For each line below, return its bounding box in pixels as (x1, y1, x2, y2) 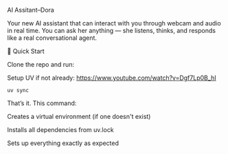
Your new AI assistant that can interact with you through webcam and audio (7, 19, 221, 27)
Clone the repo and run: (7, 60, 74, 68)
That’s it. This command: (7, 99, 77, 107)
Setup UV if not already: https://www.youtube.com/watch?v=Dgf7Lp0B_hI (7, 74, 216, 82)
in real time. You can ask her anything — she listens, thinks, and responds (7, 27, 216, 34)
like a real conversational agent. (7, 34, 98, 42)
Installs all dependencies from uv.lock (7, 126, 115, 133)
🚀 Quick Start (7, 47, 45, 55)
